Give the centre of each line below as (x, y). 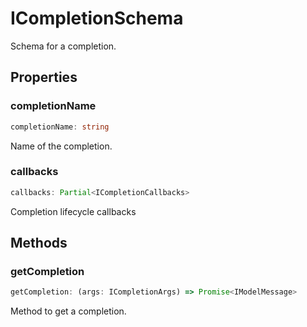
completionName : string (60, 127)
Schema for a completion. (63, 46)
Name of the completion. (61, 146)
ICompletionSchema (97, 18)
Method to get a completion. (68, 311)
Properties (44, 77)
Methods (39, 243)
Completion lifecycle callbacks (73, 211)
